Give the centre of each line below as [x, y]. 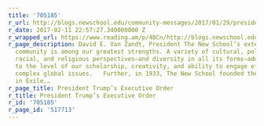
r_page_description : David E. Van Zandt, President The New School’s [125, 45]
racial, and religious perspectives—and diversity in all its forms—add [137, 59]
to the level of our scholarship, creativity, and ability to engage [131, 67]
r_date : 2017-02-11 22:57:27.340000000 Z [77, 30]
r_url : [19, 23]
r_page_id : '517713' [42, 110]
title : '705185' [35, 15]
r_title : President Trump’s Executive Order [82, 95]
